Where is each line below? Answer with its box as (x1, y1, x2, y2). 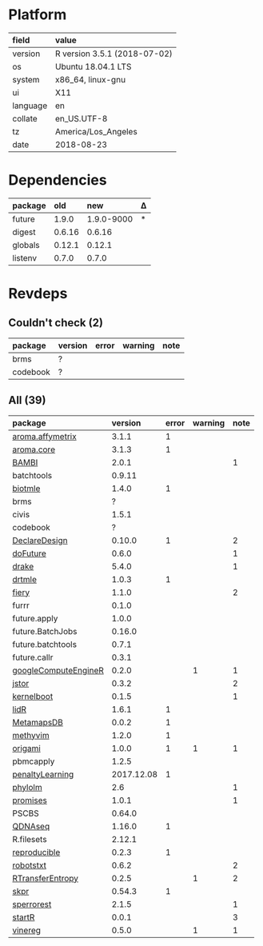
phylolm (12, 781, 42, 792)
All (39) (8, 393, 46, 407)
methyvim (12, 729, 50, 740)
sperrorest (12, 898, 52, 909)
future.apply (12, 613, 58, 624)
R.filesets (12, 833, 47, 844)
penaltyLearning (12, 768, 74, 780)
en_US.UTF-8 (54, 113, 108, 124)
